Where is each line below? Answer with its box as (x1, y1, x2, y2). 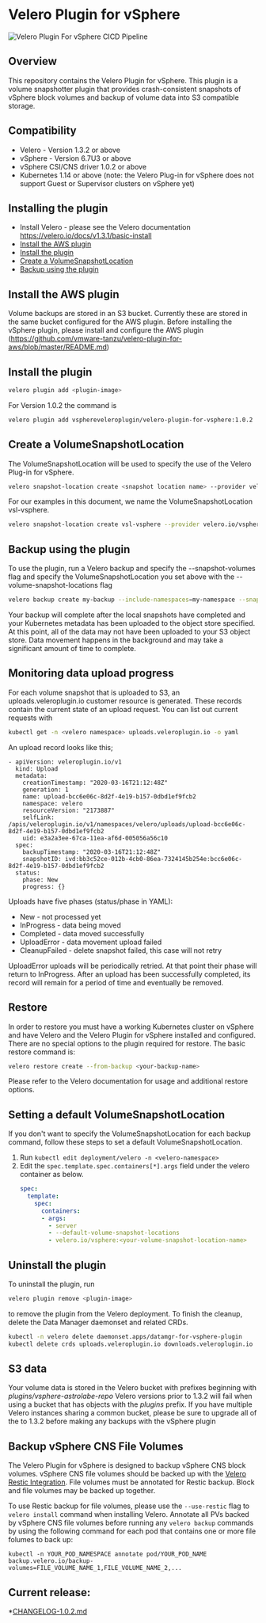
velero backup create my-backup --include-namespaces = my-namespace (8, 596, 236, 604)
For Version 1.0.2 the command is (8, 400, 117, 410)
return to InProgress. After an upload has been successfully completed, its (8, 969, 251, 979)
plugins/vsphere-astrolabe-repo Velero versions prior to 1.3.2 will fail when (8, 1392, 253, 1401)
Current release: (8, 1586, 91, 1599)
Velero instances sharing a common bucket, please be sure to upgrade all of (8, 1408, 257, 1418)
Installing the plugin (8, 201, 108, 215)
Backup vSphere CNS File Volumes (8, 1439, 184, 1453)
